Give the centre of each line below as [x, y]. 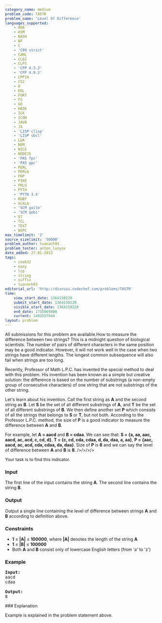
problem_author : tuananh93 [32, 244]
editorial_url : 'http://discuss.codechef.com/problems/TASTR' [69, 289]
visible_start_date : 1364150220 [46, 307]
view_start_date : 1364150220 [43, 298]
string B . [13, 488]
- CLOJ [20, 59]
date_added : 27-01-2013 [29, 253]
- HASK [20, 109]
